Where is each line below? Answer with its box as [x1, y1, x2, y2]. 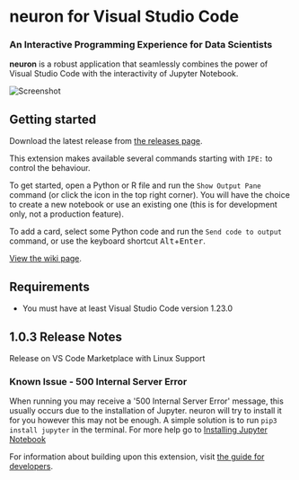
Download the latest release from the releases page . [9, 136, 203, 147]
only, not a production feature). [9, 209, 124, 219]
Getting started [9, 111, 97, 127]
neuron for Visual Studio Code [9, 6, 240, 27]
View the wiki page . [9, 253, 83, 264]
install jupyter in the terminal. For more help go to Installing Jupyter [9, 424, 268, 435]
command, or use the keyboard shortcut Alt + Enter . [9, 236, 207, 246]
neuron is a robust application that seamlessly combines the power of [9, 58, 268, 69]
